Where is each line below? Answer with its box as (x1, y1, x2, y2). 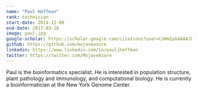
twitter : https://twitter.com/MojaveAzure (6, 52, 112, 58)
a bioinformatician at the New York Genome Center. (6, 81, 131, 88)
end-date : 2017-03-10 (6, 25, 60, 31)
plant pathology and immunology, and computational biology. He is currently (6, 75, 192, 82)
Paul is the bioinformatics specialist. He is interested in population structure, (6, 68, 191, 75)
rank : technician (6, 14, 49, 20)
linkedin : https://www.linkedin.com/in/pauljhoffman (6, 47, 138, 53)
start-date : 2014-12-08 (6, 19, 65, 25)
